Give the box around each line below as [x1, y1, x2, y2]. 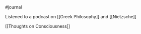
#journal [5, 4, 22, 10]
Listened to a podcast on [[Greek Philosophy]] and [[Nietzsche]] [5, 14, 137, 19]
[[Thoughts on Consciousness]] [5, 23, 70, 29]
